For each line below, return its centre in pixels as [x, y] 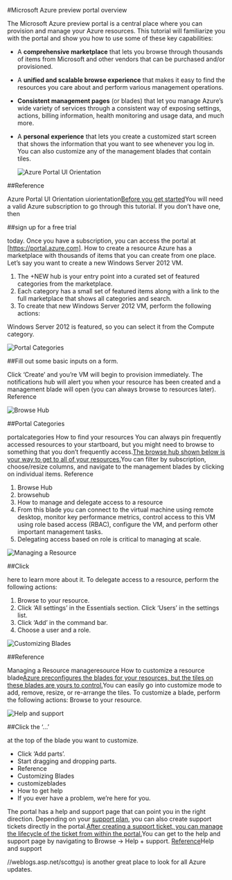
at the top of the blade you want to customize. [73, 740]
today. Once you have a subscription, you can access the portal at [101, 241]
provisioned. [35, 66]
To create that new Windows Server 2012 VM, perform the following [114, 306]
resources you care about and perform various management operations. [120, 87]
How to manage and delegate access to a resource [90, 502]
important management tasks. [60, 532]
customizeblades [42, 783]
